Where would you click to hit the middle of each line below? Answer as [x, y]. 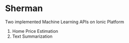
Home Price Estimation [35, 31]
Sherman [24, 8]
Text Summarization [32, 36]
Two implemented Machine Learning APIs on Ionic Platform [65, 22]
